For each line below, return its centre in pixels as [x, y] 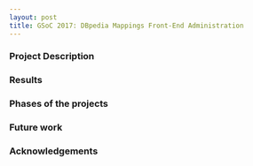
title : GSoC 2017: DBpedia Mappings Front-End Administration [126, 26]
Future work [36, 127]
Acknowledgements [54, 151]
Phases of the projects [59, 104]
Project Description [52, 57]
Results [26, 80]
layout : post [33, 17]
